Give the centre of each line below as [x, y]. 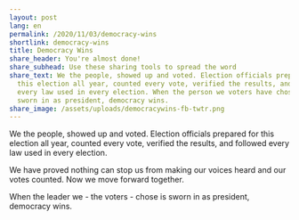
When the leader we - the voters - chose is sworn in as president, [129, 197]
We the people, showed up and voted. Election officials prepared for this [141, 134]
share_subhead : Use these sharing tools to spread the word [123, 68]
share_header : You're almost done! [75, 59]
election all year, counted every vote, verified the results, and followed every [149, 143]
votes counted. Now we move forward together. [97, 180]
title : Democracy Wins [51, 51]
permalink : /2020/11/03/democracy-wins [83, 34]
